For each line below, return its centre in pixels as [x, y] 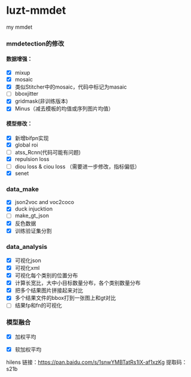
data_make [23, 189]
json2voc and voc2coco [44, 202]
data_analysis [27, 247]
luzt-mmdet [36, 10]
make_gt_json [32, 215]
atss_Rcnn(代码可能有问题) [48, 152]
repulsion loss [32, 159]
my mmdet [19, 27]
